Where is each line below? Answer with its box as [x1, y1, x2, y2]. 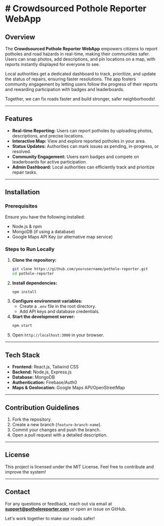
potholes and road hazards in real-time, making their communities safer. [5, 51, 150, 57]
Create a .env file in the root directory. [19, 303, 96, 309]
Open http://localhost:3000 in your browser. [12, 332, 104, 338]
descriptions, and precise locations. [12, 133, 84, 138]
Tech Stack [5, 351, 40, 359]
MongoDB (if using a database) [12, 229, 75, 234]
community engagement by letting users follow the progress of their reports [5, 81, 158, 87]
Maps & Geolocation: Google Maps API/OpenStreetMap [12, 385, 125, 390]
